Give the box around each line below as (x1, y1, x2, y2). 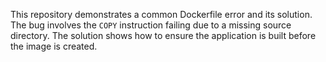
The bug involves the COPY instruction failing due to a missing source (10, 19, 292, 31)
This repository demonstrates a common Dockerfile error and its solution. (10, 9, 313, 20)
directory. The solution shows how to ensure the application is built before (10, 30, 317, 41)
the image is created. (10, 40, 98, 52)
